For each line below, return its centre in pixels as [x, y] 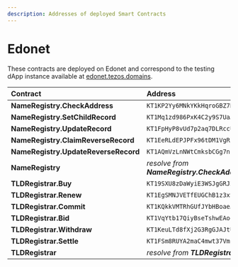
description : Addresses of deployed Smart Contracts [87, 14]
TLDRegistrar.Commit [48, 206]
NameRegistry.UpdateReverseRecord [75, 152]
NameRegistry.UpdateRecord [61, 128]
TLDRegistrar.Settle [45, 241]
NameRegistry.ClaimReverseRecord [73, 140]
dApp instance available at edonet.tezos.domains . [80, 76]
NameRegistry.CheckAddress [62, 106]
